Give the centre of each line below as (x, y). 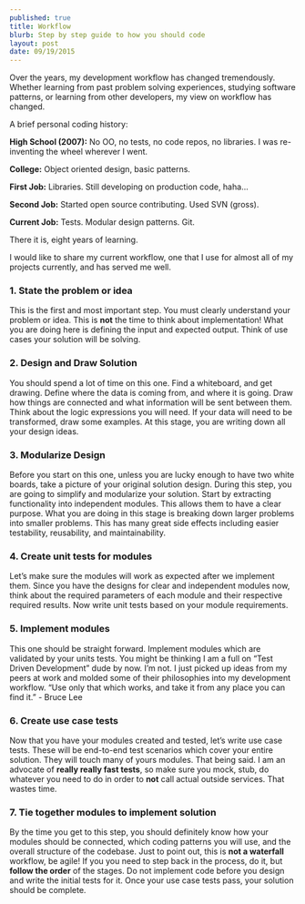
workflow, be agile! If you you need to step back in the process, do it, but (146, 861)
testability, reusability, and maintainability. (88, 533)
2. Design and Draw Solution (74, 363)
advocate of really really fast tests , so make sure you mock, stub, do (139, 769)
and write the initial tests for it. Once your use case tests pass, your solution (152, 880)
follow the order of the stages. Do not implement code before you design (147, 871)
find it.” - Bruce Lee (46, 696)
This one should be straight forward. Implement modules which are (135, 648)
